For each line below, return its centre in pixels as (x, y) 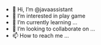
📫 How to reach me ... (40, 36)
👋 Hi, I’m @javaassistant (43, 9)
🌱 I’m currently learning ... (45, 22)
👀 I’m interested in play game (49, 16)
